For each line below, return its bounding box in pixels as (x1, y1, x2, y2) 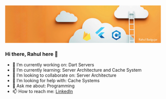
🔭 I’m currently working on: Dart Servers (12, 62, 94, 68)
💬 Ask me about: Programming (12, 83, 75, 89)
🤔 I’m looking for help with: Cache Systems (12, 78, 100, 84)
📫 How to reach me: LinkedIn (12, 89, 73, 95)
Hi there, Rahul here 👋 (5, 50, 58, 57)
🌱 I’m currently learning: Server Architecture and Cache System (12, 67, 142, 73)
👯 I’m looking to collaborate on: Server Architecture (12, 72, 117, 78)
